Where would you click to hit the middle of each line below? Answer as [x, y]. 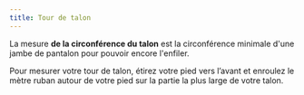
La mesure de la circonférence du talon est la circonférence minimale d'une [152, 43]
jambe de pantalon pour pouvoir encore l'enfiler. [99, 53]
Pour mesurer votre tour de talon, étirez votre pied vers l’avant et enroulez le [152, 71]
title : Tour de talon [50, 18]
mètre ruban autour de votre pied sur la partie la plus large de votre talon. [147, 80]
